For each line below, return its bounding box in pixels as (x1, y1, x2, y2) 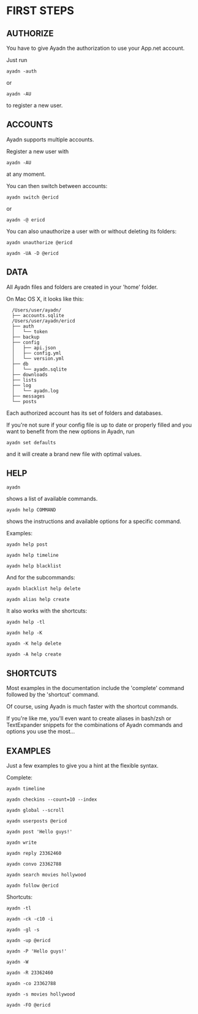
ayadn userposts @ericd (6, 818, 67, 824)
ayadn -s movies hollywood (6, 991, 75, 997)
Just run (6, 57, 28, 63)
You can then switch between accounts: (6, 182, 108, 189)
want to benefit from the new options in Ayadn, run (6, 428, 135, 435)
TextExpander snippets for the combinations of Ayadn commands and (6, 721, 183, 729)
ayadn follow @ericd (6, 882, 59, 889)
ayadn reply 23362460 (6, 851, 62, 857)
